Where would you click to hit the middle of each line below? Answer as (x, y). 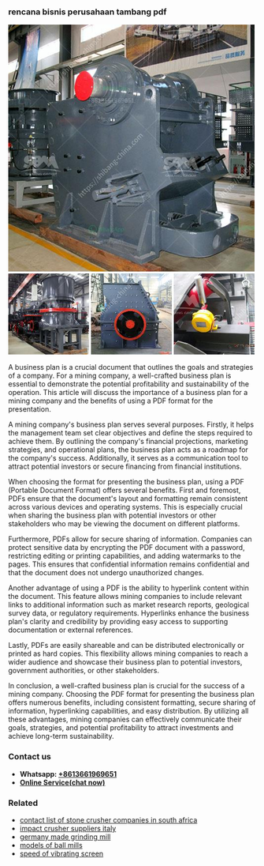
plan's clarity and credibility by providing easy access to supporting (118, 622)
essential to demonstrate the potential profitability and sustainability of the (129, 384)
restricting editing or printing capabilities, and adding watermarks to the (125, 556)
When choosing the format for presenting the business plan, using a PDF (126, 482)
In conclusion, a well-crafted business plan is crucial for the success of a (126, 686)
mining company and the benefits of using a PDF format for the (111, 401)
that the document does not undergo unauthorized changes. (106, 573)
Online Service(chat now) (62, 782)
